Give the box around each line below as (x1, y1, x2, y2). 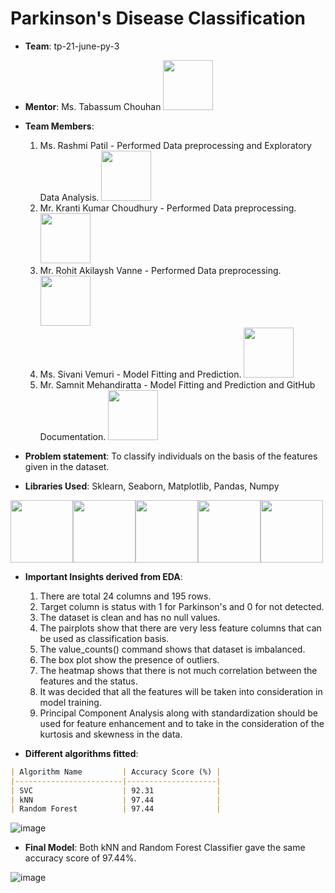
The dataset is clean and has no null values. (39, 611, 221, 623)
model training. (39, 696, 102, 708)
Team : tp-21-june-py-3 (24, 40, 120, 52)
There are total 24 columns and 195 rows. (39, 590, 212, 602)
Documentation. (39, 430, 107, 442)
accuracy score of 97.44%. (24, 852, 137, 864)
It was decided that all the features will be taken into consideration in (39, 685, 323, 697)
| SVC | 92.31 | (10, 785, 222, 796)
